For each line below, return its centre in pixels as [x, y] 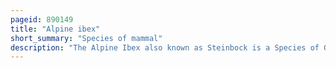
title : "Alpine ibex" [55, 29]
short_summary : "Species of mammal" [86, 38]
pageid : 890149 [42, 19]
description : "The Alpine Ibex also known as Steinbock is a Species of [165, 47]
